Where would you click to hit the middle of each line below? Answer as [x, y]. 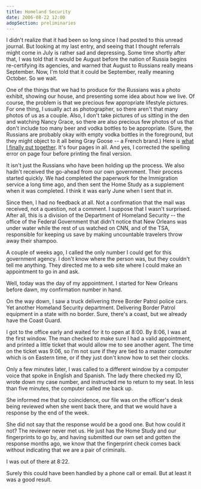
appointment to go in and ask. [43, 272]
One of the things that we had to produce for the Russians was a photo [93, 90]
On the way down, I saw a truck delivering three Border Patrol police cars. [97, 302]
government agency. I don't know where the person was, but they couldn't [98, 259]
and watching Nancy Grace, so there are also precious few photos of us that [100, 122]
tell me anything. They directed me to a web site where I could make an [94, 266]
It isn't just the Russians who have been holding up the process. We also [95, 165]
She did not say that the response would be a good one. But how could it [96, 425]
